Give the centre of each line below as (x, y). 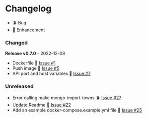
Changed (17, 43)
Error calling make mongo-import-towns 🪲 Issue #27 (67, 98)
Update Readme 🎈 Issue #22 (41, 105)
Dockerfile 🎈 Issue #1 (34, 63)
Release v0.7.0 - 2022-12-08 (35, 54)
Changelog (28, 9)
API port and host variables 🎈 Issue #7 (51, 74)
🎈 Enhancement (29, 30)
